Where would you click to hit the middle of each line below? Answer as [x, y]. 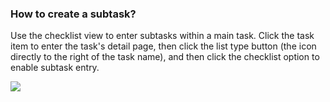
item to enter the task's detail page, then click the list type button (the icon [163, 46]
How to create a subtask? [73, 14]
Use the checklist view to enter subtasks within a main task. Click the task [162, 36]
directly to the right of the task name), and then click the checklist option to [165, 57]
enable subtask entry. [55, 68]
